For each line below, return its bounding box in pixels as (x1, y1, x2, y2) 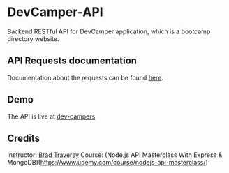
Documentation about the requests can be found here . (7, 73, 164, 82)
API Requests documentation (7, 55, 138, 67)
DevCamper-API (7, 4, 103, 20)
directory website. (7, 34, 59, 43)
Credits (7, 132, 40, 144)
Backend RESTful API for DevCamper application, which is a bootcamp (7, 27, 211, 36)
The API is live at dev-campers (7, 112, 96, 121)
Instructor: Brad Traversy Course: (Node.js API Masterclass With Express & (7, 151, 223, 159)
